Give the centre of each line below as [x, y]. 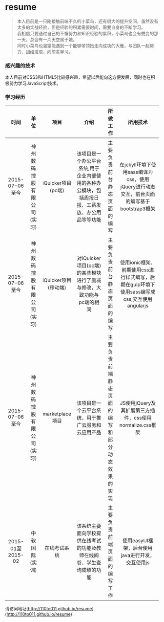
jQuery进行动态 [138, 186]
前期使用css [135, 269]
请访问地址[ [17, 608]
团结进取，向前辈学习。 [49, 52]
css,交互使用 [138, 299]
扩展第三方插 [140, 410]
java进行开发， [138, 555]
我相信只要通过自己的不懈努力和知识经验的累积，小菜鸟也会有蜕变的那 [88, 33]
